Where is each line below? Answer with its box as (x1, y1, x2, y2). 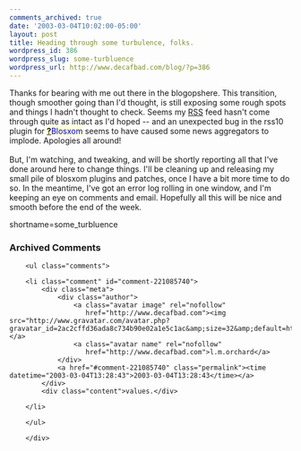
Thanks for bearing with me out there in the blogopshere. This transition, (9, 87, 278, 98)
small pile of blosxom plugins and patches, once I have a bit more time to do (9, 173, 290, 183)
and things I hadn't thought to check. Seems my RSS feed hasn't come (9, 106, 271, 117)
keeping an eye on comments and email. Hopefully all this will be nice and (9, 191, 282, 202)
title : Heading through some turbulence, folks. (9, 38, 194, 47)
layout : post (9, 30, 58, 38)
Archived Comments (9, 241, 101, 253)
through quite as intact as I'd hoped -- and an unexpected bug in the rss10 (9, 115, 284, 126)
